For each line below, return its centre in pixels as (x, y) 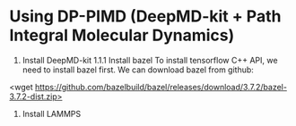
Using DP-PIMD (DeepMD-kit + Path (145, 17)
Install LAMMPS (52, 113)
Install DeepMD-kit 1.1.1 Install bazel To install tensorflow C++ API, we (150, 60)
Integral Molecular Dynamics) (122, 35)
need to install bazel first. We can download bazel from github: (138, 70)
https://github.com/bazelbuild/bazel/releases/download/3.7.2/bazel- (161, 87)
